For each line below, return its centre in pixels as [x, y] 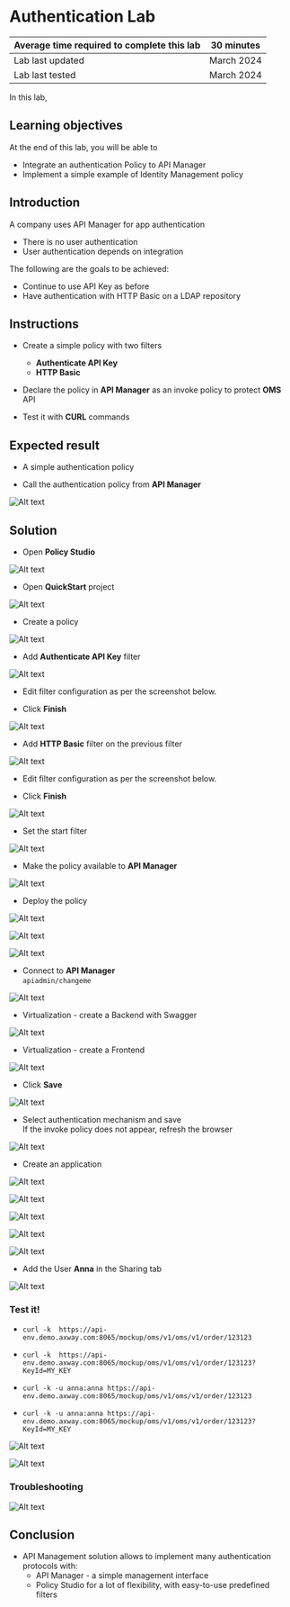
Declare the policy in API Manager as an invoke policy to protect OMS [152, 390]
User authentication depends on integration [103, 251]
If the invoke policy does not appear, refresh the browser [127, 1129]
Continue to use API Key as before [86, 286]
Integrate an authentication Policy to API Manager [114, 165]
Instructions [44, 324]
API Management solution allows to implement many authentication [147, 1557]
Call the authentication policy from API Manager [112, 484]
